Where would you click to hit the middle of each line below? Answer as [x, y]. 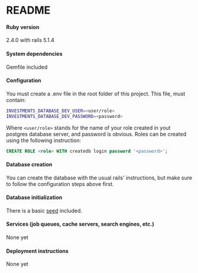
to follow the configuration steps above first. [60, 184]
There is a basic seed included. [44, 210]
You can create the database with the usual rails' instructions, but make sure [99, 178]
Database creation [29, 165]
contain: [16, 100]
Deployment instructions [38, 251]
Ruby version [23, 27]
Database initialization [34, 197]
